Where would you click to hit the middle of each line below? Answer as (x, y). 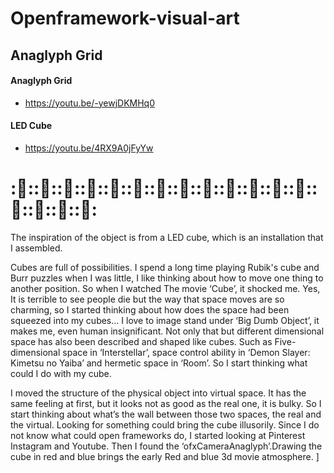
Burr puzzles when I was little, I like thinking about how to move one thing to (167, 278)
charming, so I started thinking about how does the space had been (150, 309)
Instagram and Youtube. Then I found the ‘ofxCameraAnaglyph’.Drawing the (166, 446)
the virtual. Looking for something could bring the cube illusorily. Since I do (165, 424)
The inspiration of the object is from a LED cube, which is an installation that (167, 237)
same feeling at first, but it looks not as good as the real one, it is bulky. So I (166, 403)
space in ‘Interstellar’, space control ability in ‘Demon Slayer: (186, 352)
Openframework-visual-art (125, 18)
